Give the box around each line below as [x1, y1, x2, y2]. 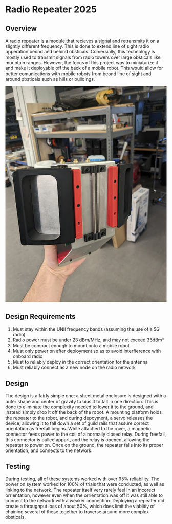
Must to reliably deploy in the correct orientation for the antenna [12, 358, 148, 365]
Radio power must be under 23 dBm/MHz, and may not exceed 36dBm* [12, 337, 165, 343]
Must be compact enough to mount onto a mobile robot [12, 342, 130, 348]
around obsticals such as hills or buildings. [5, 76, 95, 82]
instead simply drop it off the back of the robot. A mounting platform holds [5, 409, 162, 415]
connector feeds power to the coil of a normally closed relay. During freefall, [5, 431, 166, 437]
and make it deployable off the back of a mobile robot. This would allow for [5, 65, 163, 71]
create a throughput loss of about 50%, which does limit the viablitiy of [5, 503, 155, 510]
